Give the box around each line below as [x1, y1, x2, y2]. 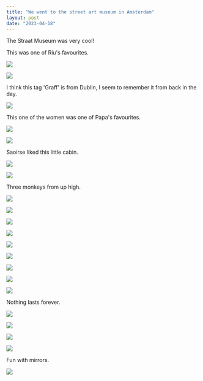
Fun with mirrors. [6, 356, 50, 364]
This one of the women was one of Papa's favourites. [6, 114, 141, 121]
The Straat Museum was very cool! [6, 37, 95, 45]
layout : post [6, 15, 40, 21]
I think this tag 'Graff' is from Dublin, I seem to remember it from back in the [6, 84, 197, 91]
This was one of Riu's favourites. [6, 49, 89, 56]
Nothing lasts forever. [6, 298, 61, 306]
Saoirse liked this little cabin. [6, 148, 78, 156]
